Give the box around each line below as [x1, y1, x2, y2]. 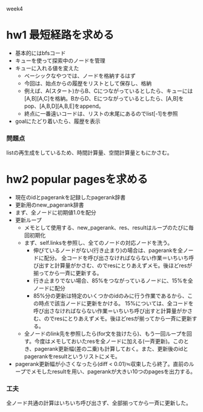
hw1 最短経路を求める [6, 28, 114, 42]
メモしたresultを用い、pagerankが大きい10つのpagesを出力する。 [30, 368, 196, 375]
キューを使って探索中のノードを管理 [15, 57, 106, 64]
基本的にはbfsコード [15, 49, 66, 56]
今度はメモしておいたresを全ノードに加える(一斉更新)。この [34, 337, 184, 345]
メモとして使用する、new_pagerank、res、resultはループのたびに [24, 224, 189, 231]
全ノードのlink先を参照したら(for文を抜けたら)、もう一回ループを [24, 330, 187, 337]
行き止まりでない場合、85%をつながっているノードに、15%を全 [33, 277, 193, 284]
